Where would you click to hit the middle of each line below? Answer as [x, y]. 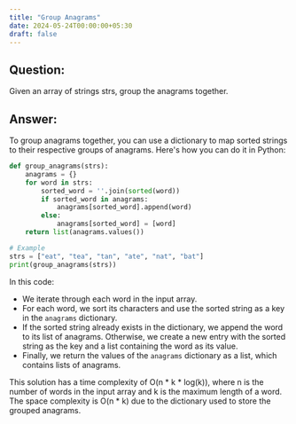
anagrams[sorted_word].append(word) [124, 208]
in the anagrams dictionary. [70, 318]
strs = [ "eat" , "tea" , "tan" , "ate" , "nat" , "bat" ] [106, 256]
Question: [37, 70]
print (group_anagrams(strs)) [63, 264]
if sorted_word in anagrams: [95, 199]
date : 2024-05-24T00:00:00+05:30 [71, 26]
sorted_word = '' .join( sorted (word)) [110, 191]
